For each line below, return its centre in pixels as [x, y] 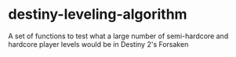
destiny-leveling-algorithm [98, 14]
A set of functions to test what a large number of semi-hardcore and [118, 36]
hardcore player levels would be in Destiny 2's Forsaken [98, 44]
